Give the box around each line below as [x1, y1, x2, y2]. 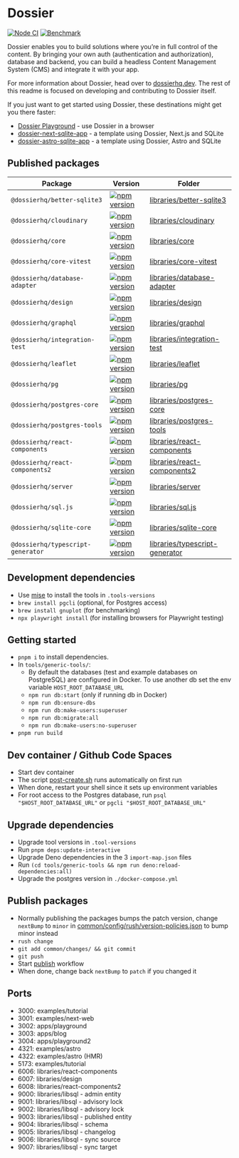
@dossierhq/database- [11, 274, 84, 282]
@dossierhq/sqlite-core [11, 523, 92, 531]
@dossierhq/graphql [11, 318, 77, 327]
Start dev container [17, 768, 75, 777]
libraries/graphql [149, 318, 205, 328]
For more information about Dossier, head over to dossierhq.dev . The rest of [7, 78, 231, 87]
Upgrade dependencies [7, 819, 114, 831]
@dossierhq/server [11, 482, 73, 491]
